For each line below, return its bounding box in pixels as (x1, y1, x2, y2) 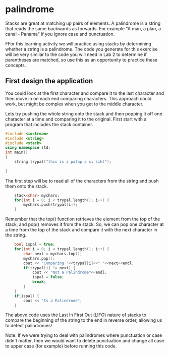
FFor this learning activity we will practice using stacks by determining (5, 40, 151, 46)
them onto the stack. (5, 183, 48, 189)
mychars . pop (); (23, 256, 55, 261)
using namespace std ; (5, 145, 51, 150)
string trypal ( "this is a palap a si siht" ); (14, 159, 112, 164)
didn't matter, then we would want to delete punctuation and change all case (5, 338, 164, 344)
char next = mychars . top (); (23, 251, 82, 256)
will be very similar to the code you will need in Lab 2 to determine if (5, 51, 147, 57)
